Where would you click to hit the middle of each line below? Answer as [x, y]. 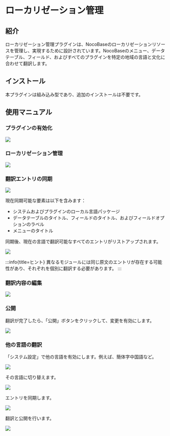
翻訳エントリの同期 [29, 179]
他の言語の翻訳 [24, 345]
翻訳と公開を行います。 [30, 418]
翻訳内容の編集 [24, 283]
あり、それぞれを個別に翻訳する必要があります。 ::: [68, 268]
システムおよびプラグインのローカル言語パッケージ [66, 212]
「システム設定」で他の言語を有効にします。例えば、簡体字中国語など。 [81, 357]
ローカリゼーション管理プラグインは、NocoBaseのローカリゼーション [79, 44]
